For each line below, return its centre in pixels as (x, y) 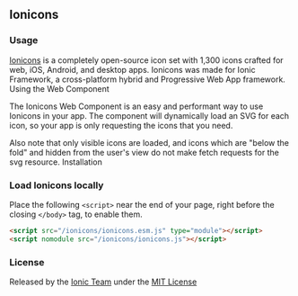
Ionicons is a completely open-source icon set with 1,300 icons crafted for (147, 60)
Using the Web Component (59, 88)
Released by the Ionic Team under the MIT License (103, 282)
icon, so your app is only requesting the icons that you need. (121, 125)
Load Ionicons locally (57, 185)
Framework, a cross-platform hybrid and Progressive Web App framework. (147, 79)
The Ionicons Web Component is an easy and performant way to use (136, 106)
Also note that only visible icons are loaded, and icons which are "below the (149, 142)
